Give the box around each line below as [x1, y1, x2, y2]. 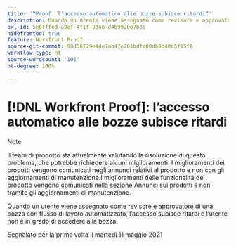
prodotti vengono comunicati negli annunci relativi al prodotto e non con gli [7, 166, 225, 174]
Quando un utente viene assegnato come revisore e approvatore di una [7, 202, 214, 210]
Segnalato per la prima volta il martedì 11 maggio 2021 [7, 230, 163, 239]
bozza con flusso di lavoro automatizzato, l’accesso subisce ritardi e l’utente [7, 209, 228, 218]
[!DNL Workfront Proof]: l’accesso [7, 99, 210, 115]
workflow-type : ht [7, 50, 61, 57]
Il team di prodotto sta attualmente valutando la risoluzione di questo [7, 150, 206, 159]
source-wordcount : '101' [7, 56, 80, 63]
